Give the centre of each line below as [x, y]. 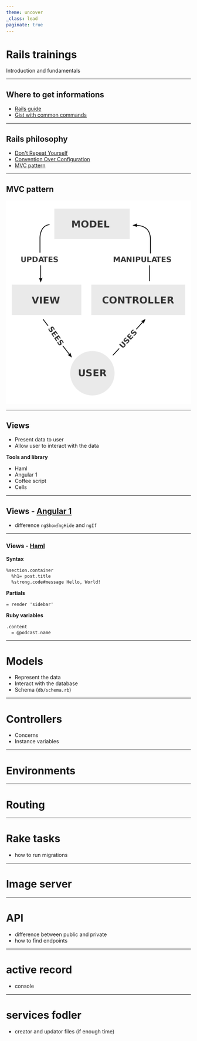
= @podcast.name [31, 632]
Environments [41, 770]
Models [25, 661]
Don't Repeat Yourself [41, 153]
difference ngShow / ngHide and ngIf [56, 525]
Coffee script [30, 481]
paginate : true [25, 25]
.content [17, 627]
